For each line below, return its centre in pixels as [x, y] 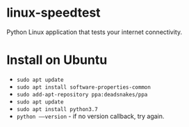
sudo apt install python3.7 [57, 109]
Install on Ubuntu [57, 60]
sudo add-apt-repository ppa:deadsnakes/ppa [82, 94]
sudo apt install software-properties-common [83, 87]
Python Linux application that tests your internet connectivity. [94, 32]
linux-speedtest [54, 13]
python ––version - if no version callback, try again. [90, 116]
